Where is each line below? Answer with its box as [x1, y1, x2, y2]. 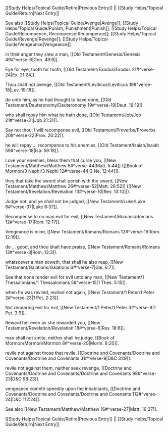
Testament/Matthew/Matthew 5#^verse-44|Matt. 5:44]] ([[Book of [5, 163, 143, 169]
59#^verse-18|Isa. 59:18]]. [5, 148, 60, 154]
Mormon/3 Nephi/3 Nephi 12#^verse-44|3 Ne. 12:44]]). [5, 168, 120, 174]
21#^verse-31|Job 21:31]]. [5, 117, 59, 123]
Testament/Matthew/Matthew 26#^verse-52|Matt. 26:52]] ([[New [5, 183, 141, 189]
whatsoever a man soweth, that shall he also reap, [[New [5, 259, 124, 265]
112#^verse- [132, 391, 157, 397]
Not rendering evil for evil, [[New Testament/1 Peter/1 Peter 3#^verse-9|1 [5, 305, 156, 310]
